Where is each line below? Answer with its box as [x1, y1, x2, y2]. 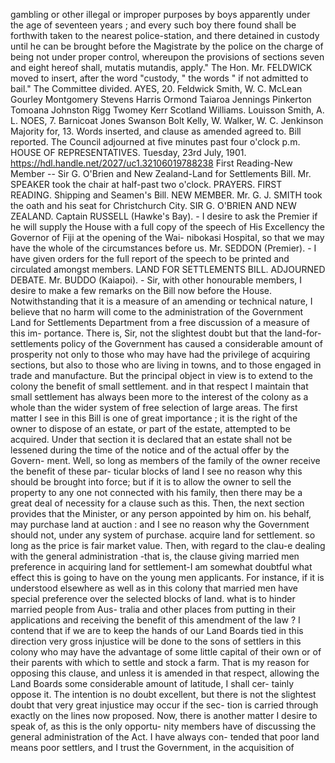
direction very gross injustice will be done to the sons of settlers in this [10, 635, 302, 647]
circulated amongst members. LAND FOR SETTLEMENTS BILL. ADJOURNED [10, 264, 326, 275]
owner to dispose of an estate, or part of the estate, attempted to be [10, 423, 291, 434]
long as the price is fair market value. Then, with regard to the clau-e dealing [10, 540, 326, 551]
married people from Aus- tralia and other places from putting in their [10, 604, 296, 615]
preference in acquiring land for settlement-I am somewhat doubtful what [10, 561, 313, 573]
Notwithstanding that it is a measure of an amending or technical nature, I [10, 295, 313, 307]
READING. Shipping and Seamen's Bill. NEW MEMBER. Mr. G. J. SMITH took [10, 189, 323, 201]
